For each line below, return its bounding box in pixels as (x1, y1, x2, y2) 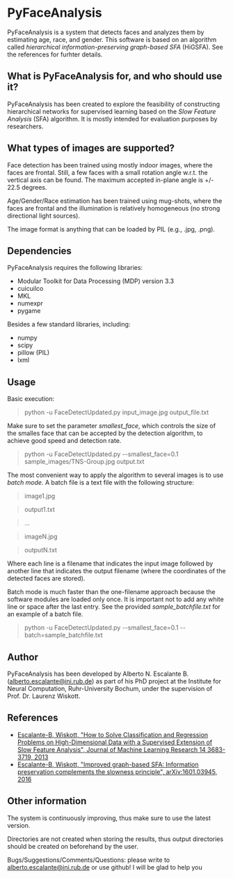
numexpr (17, 299, 43, 308)
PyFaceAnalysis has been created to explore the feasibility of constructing (7, 100, 220, 108)
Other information (7, 795, 87, 807)
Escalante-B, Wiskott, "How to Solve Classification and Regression (17, 730, 209, 739)
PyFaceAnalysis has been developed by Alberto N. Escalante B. (7, 669, 189, 678)
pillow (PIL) (17, 349, 50, 357)
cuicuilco (17, 285, 44, 293)
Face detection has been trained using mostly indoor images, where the (7, 160, 214, 169)
